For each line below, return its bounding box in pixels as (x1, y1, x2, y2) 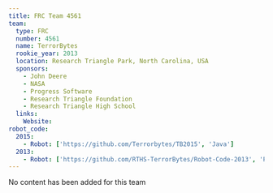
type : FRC (15, 27, 49, 35)
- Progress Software (23, 87, 93, 96)
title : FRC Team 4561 (8, 11, 82, 20)
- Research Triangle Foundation (23, 95, 132, 103)
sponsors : (15, 65, 49, 73)
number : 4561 (15, 34, 60, 43)
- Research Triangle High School (23, 102, 136, 110)
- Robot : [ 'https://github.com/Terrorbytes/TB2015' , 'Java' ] (23, 139, 234, 148)
